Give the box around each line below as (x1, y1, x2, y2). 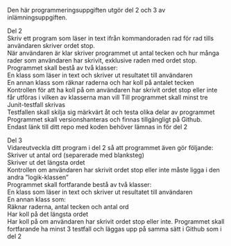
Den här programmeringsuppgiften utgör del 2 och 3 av (7, 6, 166, 14)
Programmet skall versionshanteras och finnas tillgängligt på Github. (7, 115, 203, 124)
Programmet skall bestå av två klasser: (7, 64, 118, 72)
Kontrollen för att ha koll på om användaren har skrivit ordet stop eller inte (7, 86, 218, 94)
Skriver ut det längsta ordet (7, 158, 85, 166)
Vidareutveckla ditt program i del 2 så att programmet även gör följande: (7, 144, 214, 151)
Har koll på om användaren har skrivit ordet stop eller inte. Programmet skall (7, 218, 225, 225)
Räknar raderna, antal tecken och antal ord (7, 203, 130, 211)
